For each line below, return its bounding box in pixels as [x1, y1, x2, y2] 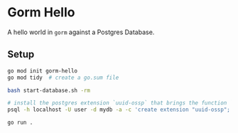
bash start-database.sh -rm [7, 87, 91, 94]
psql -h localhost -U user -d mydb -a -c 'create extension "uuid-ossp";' [7, 106, 234, 114]
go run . [7, 119, 33, 127]
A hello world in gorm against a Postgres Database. [7, 28, 155, 36]
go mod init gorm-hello [7, 67, 78, 75]
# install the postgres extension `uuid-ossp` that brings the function [7, 100, 227, 107]
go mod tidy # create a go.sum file [7, 74, 119, 81]
